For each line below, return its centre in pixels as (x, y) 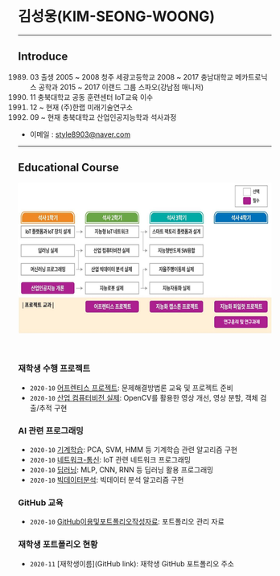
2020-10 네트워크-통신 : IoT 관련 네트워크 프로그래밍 (110, 460)
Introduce (43, 57)
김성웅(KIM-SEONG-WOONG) (117, 16)
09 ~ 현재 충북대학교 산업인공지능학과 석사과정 (103, 117)
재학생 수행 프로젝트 (54, 368)
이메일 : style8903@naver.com (80, 134)
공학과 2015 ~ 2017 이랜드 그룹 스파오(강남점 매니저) (121, 87)
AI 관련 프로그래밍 (51, 430)
